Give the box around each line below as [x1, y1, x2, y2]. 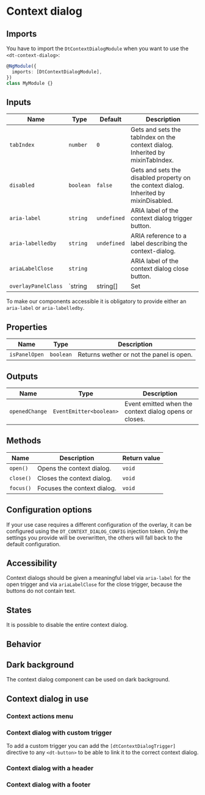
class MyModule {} [6, 80, 53, 86]
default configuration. [6, 540, 61, 548]
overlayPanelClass [9, 283, 63, 290]
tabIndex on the [131, 133, 176, 142]
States [6, 605, 32, 615]
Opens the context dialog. [37, 464, 112, 472]
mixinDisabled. [131, 197, 173, 205]
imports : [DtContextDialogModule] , [12, 68, 103, 75]
